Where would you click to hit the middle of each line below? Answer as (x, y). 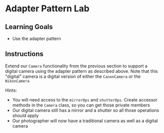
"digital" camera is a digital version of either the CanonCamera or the (73, 76)
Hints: (11, 90)
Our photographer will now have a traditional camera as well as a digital (85, 121)
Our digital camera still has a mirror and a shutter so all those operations (86, 110)
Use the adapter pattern (37, 38)
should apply (25, 115)
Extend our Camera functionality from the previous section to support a (76, 66)
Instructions (24, 54)
